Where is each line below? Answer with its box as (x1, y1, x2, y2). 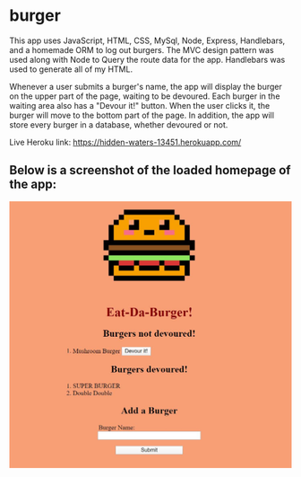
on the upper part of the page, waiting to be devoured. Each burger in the (9, 91, 280, 102)
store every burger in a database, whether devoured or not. (9, 119, 228, 130)
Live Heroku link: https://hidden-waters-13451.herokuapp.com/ (9, 137, 242, 147)
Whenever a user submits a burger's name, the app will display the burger (9, 81, 282, 92)
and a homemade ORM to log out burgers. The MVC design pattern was (9, 44, 275, 55)
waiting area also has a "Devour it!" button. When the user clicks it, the (9, 100, 271, 110)
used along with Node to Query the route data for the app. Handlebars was (9, 54, 286, 65)
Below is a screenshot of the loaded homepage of (9, 163, 291, 178)
